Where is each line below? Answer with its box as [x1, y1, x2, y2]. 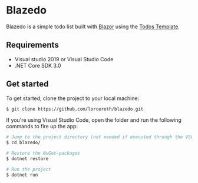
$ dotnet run [6, 172, 38, 178]
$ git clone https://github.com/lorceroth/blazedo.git [6, 106, 144, 112]
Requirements [6, 40, 59, 50]
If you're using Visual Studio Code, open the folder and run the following [6, 117, 181, 124]
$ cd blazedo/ [6, 139, 41, 146]
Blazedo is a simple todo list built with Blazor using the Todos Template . [6, 23, 180, 30]
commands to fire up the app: [6, 123, 78, 130]
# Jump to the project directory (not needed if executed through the [6, 134, 183, 140]
